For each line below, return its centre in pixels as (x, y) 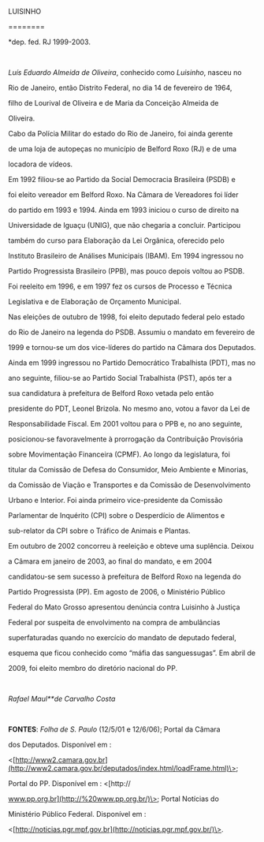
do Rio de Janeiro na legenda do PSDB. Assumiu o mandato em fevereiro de (132, 332)
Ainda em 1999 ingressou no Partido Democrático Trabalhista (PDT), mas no (132, 363)
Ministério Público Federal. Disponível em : (77, 814)
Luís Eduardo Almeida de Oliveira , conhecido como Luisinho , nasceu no (125, 73)
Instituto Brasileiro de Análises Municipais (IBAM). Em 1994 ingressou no (126, 256)
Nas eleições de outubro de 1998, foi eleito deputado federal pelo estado (126, 317)
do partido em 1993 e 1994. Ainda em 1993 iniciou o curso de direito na (124, 210)
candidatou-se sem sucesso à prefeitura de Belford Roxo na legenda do (125, 576)
